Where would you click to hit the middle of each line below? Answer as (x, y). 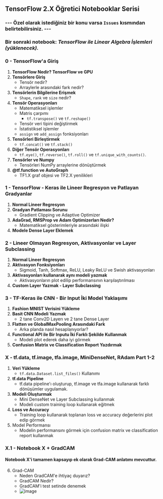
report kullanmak (36, 435)
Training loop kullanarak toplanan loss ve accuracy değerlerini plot (86, 415)
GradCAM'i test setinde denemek (53, 486)
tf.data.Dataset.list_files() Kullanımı (60, 373)
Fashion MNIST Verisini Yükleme (46, 309)
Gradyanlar (19, 194)
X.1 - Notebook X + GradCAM (40, 448)
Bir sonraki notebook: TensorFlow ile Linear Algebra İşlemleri (79, 42)
